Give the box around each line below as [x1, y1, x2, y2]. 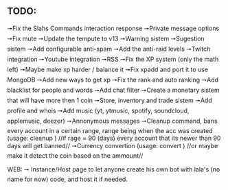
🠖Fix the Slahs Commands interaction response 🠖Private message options [7, 24, 220, 32]
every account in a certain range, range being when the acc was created [7, 126, 213, 134]
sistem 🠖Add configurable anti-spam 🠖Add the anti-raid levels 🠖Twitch [7, 45, 211, 53]
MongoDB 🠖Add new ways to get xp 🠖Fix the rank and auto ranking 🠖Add [7, 75, 218, 84]
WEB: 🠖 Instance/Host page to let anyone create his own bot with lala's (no [7, 165, 220, 174]
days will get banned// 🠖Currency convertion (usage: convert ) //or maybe [7, 141, 218, 150]
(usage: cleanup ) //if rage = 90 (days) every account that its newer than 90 [7, 134, 221, 142]
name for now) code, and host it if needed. [7, 175, 128, 183]
